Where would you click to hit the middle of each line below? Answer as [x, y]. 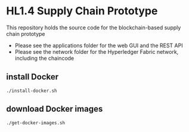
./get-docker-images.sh [36, 123]
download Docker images [55, 109]
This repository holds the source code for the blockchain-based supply [94, 27]
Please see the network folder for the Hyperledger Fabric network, [97, 51]
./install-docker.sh [32, 91]
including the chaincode [44, 58]
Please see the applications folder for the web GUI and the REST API [99, 45]
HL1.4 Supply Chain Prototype [82, 11]
